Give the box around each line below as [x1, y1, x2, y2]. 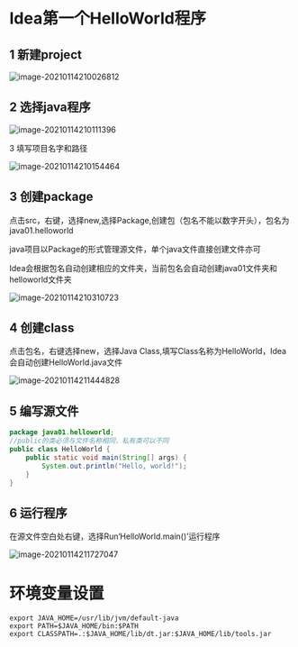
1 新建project [9, 47, 83, 62]
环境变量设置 [9, 583, 105, 604]
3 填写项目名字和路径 [9, 142, 88, 153]
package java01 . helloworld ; [9, 428, 115, 437]
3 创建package [9, 189, 94, 205]
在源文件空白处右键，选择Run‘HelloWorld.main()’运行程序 [9, 531, 221, 542]
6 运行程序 [9, 506, 68, 521]
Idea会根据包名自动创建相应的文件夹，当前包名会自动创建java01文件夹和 [9, 262, 277, 273]
